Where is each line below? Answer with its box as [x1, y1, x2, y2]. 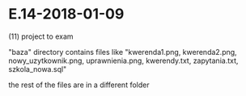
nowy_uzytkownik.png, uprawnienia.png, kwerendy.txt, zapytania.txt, [8, 56, 239, 65]
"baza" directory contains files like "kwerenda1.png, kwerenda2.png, [8, 47, 237, 56]
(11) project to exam [8, 31, 74, 41]
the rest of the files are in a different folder [8, 80, 150, 90]
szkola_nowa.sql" [8, 64, 67, 73]
